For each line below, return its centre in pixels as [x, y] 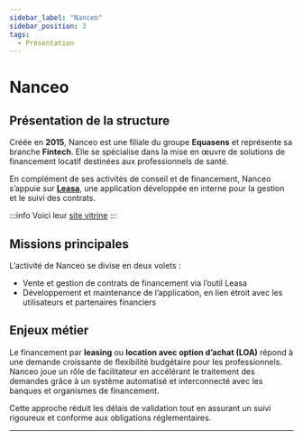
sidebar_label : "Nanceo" [56, 18]
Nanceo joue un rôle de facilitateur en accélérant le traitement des [132, 371]
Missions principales [69, 244]
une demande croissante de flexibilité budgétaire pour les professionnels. [146, 362]
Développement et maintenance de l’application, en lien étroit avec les [152, 293]
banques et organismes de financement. [84, 390]
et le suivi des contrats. [53, 198]
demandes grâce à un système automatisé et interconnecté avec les [136, 380]
